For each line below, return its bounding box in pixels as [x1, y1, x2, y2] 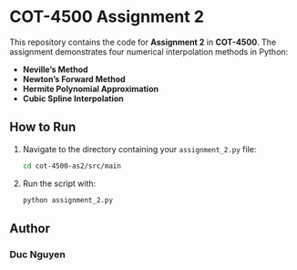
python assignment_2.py [22, 195, 114, 204]
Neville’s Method [22, 64, 88, 75]
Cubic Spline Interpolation [22, 93, 125, 104]
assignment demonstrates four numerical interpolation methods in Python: [9, 46, 289, 57]
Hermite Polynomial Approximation [22, 83, 159, 94]
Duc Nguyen [9, 248, 66, 261]
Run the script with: [22, 178, 97, 189]
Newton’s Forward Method [22, 73, 126, 84]
